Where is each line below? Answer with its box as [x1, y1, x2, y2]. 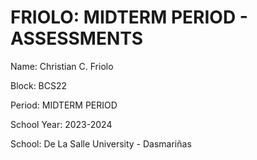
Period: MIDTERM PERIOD [10, 99, 118, 111]
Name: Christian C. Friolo [10, 60, 114, 72]
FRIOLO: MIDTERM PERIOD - [10, 6, 248, 29]
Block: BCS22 [10, 79, 68, 91]
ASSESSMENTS [10, 27, 144, 50]
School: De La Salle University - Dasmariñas [10, 137, 192, 150]
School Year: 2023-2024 [10, 118, 113, 130]
